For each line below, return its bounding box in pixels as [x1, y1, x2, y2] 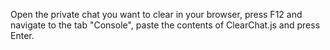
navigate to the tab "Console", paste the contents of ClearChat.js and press [10, 19, 321, 31]
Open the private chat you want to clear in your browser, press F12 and [10, 9, 303, 20]
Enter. [10, 30, 35, 41]
